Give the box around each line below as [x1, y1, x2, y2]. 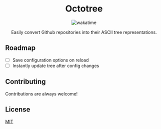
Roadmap [5, 43, 36, 52]
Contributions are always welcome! [5, 90, 78, 96]
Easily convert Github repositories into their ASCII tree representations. [11, 29, 157, 35]
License [5, 105, 30, 114]
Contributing [5, 77, 46, 86]
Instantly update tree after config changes [12, 62, 99, 68]
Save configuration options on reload [12, 57, 89, 63]
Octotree [65, 3, 103, 14]
